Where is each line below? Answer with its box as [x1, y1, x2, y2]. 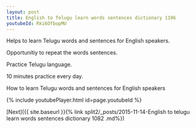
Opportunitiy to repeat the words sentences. [6, 49, 118, 56]
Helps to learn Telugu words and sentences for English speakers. [6, 37, 170, 45]
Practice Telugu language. [6, 61, 72, 68]
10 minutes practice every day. [6, 73, 84, 80]
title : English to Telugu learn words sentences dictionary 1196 [6, 15, 176, 21]
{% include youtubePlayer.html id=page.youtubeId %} [6, 96, 142, 104]
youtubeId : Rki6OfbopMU [6, 20, 67, 26]
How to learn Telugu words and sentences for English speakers [6, 85, 166, 92]
